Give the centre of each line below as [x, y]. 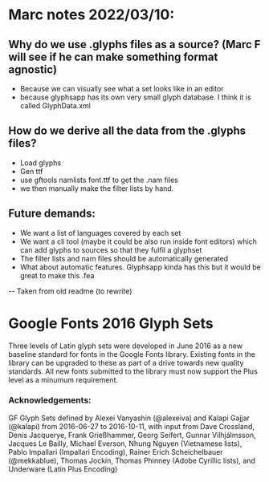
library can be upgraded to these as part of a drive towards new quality [126, 363]
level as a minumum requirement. [63, 379]
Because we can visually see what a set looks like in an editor [122, 89]
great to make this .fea [57, 275]
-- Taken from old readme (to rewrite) [70, 291]
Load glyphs [41, 163]
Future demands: [52, 214]
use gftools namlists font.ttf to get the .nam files [99, 180]
